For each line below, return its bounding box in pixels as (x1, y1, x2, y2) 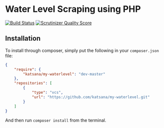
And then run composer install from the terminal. (5, 118, 107, 124)
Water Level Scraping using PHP (5, 3, 141, 15)
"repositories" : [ (14, 81, 52, 86)
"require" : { (14, 67, 41, 72)
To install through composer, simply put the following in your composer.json (5, 47, 159, 53)
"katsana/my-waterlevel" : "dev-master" (23, 71, 106, 76)
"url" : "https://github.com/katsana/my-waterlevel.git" (31, 94, 150, 100)
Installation (5, 34, 41, 43)
